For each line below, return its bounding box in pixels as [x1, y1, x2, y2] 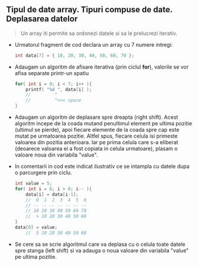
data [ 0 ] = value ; [14, 225, 58, 231]
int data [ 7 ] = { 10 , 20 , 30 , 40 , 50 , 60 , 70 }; [14, 53, 135, 59]
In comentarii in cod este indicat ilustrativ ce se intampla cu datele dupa [14, 163, 190, 170]
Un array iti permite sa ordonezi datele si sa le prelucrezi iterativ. [20, 30, 177, 37]
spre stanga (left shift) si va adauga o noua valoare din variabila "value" [14, 246, 189, 254]
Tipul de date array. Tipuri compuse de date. [6, 5, 173, 15]
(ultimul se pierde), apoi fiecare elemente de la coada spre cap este [14, 126, 180, 134]
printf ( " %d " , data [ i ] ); [25, 86, 92, 92]
